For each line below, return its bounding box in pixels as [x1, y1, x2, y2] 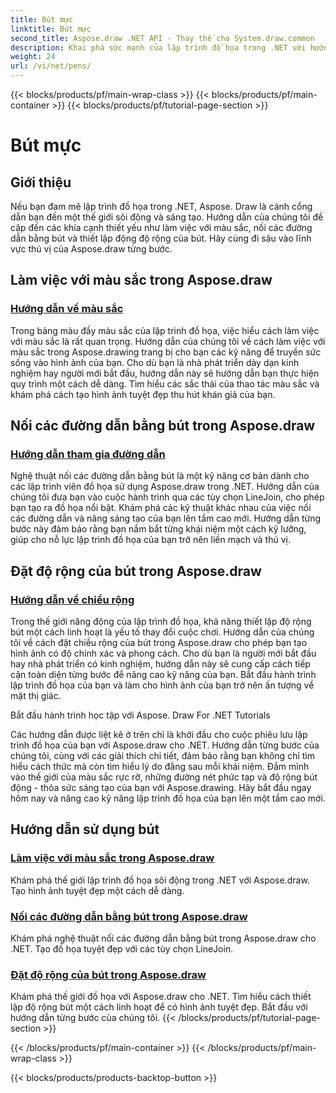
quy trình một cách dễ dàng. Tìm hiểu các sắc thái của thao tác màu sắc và [10, 377, 320, 390]
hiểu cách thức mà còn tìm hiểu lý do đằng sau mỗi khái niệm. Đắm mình [10, 761, 310, 773]
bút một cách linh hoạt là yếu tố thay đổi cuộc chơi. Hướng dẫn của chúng [10, 626, 315, 638]
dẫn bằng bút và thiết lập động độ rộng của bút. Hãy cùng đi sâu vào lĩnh [10, 232, 312, 244]
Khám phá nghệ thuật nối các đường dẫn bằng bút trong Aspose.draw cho [10, 932, 317, 945]
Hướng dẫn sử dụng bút [10, 821, 160, 838]
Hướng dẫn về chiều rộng [10, 592, 135, 606]
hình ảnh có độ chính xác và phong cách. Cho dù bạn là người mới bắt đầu [10, 647, 317, 660]
